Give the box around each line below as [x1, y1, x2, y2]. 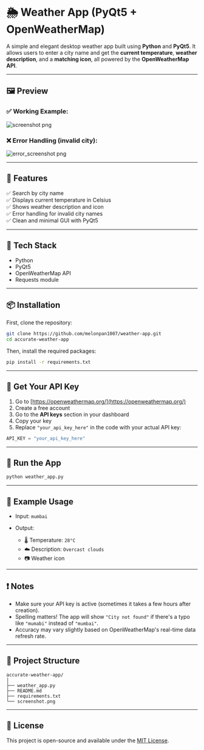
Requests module [15, 276, 59, 283]
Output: [15, 524, 35, 532]
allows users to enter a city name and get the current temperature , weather [6, 49, 197, 56]
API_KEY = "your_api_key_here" [6, 435, 86, 441]
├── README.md [6, 687, 42, 694]
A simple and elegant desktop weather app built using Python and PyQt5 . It [6, 43, 196, 50]
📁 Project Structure [6, 656, 80, 666]
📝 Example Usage [6, 496, 74, 506]
